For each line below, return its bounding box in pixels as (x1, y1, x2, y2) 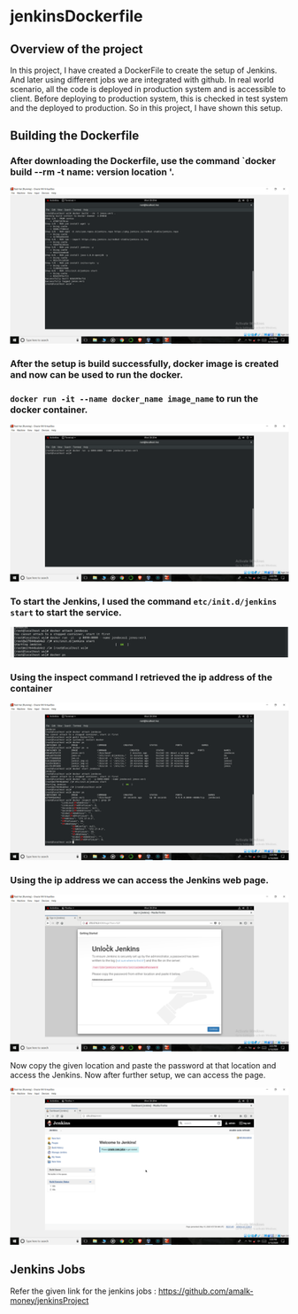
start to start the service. (10, 606, 122, 618)
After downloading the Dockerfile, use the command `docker (10, 155, 277, 168)
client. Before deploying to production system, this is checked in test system (10, 93, 288, 104)
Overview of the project (10, 42, 144, 57)
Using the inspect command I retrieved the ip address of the (10, 671, 273, 684)
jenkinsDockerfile (10, 6, 143, 27)
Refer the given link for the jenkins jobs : (10, 1286, 157, 1296)
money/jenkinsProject (10, 1294, 89, 1305)
